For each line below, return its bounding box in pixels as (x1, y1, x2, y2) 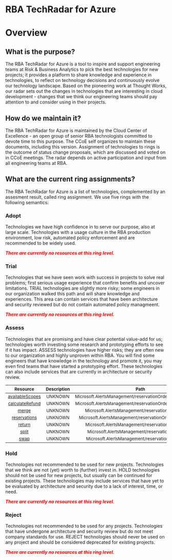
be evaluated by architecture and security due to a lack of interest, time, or (5, 483, 163, 489)
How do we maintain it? (5, 114, 81, 122)
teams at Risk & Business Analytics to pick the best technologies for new (5, 67, 159, 73)
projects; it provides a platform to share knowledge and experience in (5, 72, 152, 78)
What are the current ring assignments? (5, 175, 136, 184)
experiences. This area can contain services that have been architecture (5, 296, 158, 303)
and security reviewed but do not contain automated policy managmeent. (5, 301, 160, 308)
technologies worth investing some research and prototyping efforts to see (5, 341, 163, 348)
